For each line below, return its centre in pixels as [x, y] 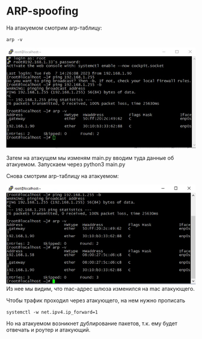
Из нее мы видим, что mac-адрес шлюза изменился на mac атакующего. [101, 288]
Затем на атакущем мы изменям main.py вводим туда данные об [90, 157]
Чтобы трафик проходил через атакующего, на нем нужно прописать [96, 300]
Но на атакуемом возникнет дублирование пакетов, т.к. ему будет [92, 323]
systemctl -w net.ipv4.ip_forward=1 [52, 312]
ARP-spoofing [42, 11]
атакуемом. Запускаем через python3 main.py [66, 164]
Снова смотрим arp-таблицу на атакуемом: [63, 176]
